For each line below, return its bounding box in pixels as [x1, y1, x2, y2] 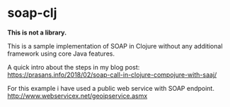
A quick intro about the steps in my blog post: [7, 63, 140, 71]
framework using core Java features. [7, 49, 115, 58]
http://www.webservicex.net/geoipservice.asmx [7, 92, 148, 100]
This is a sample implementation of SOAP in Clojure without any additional [7, 42, 223, 50]
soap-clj [7, 5, 57, 21]
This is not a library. [7, 28, 67, 37]
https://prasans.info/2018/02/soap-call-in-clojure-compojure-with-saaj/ [7, 70, 217, 79]
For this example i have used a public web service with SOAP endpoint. [7, 84, 214, 92]
